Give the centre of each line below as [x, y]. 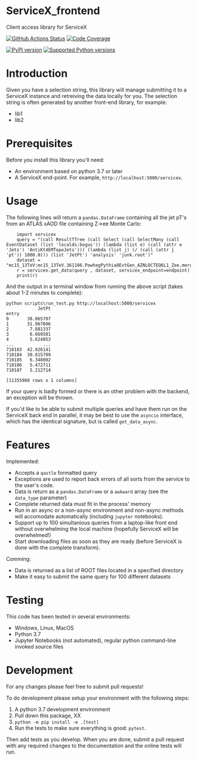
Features [28, 445]
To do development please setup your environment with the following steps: [98, 698]
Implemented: [23, 461]
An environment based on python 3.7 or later [69, 171]
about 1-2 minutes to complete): [45, 292]
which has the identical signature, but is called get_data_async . [82, 421]
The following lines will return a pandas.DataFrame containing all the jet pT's [96, 217]
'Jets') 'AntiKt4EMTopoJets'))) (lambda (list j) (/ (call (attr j [90, 250]
